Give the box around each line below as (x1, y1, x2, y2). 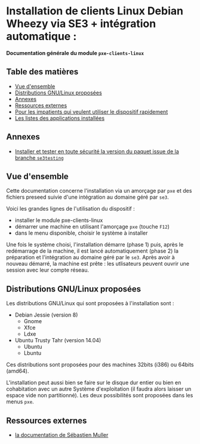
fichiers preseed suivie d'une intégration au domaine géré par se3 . (6, 193, 169, 201)
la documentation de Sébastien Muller (14, 431, 109, 438)
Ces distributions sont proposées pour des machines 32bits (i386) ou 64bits (6, 361, 194, 369)
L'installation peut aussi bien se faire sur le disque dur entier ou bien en (6, 379, 181, 387)
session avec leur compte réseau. (6, 266, 90, 273)
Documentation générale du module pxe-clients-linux (6, 49, 144, 56)
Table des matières (6, 67, 79, 77)
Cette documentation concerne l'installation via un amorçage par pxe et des (6, 187, 192, 194)
